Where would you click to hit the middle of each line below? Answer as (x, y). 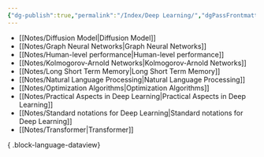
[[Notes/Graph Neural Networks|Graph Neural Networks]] (112, 46)
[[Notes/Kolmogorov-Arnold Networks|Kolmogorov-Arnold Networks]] (133, 63)
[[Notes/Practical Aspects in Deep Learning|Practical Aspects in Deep (132, 96)
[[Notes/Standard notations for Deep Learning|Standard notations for (131, 113)
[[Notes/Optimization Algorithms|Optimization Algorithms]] (114, 88)
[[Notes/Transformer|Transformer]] (76, 130)
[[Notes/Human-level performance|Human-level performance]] (121, 54)
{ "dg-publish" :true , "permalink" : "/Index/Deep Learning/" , (104, 15)
